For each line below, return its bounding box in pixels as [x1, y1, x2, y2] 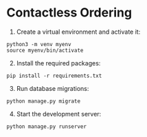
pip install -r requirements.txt [6, 72, 102, 79]
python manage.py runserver [6, 123, 87, 130]
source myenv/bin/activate [6, 47, 84, 54]
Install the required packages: [16, 59, 101, 67]
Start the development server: [16, 109, 102, 118]
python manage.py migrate [6, 98, 80, 105]
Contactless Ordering [6, 5, 132, 21]
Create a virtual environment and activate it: [16, 28, 141, 36]
